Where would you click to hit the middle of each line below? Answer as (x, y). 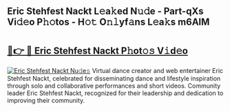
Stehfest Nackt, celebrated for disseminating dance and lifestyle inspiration (114, 78)
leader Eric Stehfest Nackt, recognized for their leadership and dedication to (115, 93)
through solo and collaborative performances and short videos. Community (114, 86)
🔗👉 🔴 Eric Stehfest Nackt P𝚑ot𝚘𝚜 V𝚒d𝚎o (97, 51)
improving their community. (46, 100)
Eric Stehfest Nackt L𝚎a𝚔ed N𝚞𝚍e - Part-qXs (105, 11)
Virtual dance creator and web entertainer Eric (158, 71)
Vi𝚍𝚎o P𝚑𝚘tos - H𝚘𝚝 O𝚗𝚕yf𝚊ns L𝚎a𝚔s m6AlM (108, 22)
